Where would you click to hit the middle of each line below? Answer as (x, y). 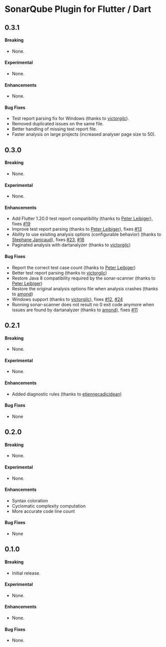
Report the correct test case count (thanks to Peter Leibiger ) (74, 268)
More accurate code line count (43, 511)
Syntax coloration (30, 500)
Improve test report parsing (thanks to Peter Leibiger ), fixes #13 (77, 229)
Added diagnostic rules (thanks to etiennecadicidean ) (67, 394)
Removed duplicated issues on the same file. (58, 124)
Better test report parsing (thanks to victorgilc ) (59, 273)
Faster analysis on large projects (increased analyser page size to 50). (84, 134)
